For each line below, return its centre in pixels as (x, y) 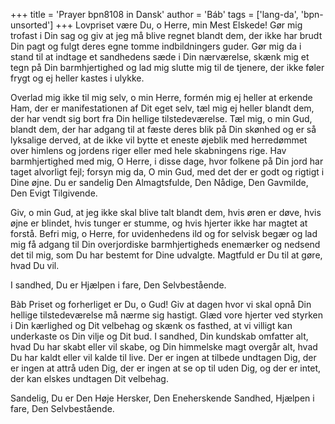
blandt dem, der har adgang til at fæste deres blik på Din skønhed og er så (163, 129)
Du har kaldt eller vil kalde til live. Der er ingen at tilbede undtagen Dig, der (163, 357)
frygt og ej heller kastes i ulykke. (77, 78)
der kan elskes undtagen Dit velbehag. (89, 378)
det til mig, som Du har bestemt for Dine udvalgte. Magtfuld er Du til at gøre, (166, 255)
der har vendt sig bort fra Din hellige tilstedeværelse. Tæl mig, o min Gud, (161, 118)
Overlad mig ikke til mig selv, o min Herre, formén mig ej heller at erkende (161, 97)
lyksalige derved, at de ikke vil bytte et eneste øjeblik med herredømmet (159, 140)
